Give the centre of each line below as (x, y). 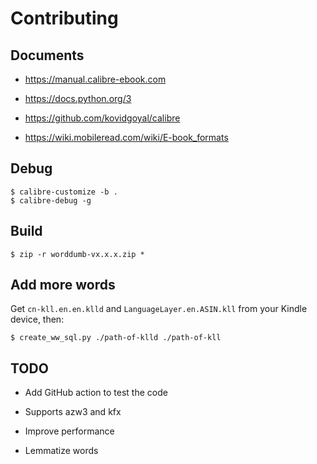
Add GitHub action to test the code (96, 393)
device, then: (37, 319)
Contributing (64, 18)
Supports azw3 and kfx (73, 412)
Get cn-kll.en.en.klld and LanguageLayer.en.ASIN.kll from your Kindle (159, 309)
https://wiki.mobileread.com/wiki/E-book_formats (126, 137)
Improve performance (69, 431)
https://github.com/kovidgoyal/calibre (102, 118)
